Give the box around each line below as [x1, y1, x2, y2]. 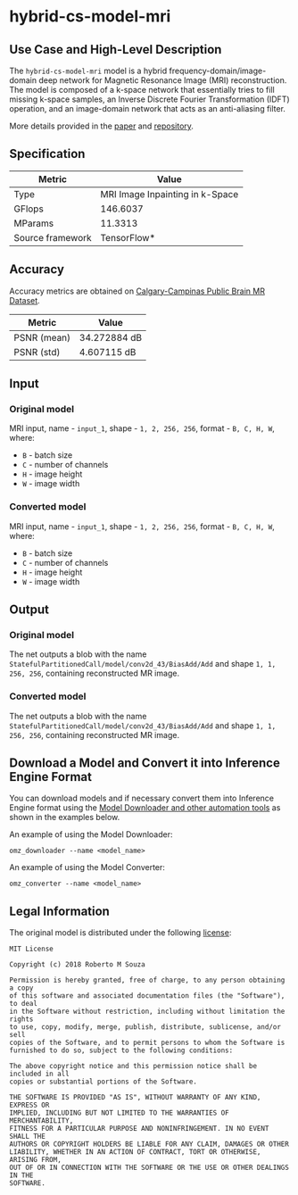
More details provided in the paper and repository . [9, 120, 195, 131]
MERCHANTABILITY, [9, 1116, 74, 1125]
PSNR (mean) [13, 331, 71, 344]
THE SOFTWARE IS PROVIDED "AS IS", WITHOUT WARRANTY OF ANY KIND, [9, 1093, 261, 1102]
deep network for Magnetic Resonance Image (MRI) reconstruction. [38, 75, 287, 86]
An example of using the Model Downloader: [9, 829, 173, 840]
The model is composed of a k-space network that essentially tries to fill [9, 85, 275, 95]
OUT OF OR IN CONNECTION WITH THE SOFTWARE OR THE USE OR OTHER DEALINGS [9, 1163, 290, 1173]
